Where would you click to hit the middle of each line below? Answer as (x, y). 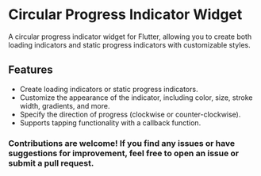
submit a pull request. (51, 163)
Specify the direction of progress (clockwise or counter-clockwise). (130, 114)
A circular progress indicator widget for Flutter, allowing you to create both (130, 36)
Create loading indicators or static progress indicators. (109, 89)
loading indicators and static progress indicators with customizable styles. (130, 44)
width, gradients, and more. (65, 105)
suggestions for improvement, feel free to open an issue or (124, 153)
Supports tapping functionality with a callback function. (110, 122)
